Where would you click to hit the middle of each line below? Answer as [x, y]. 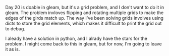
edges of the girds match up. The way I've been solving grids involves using [84, 18]
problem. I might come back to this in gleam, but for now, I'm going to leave [84, 44]
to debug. [15, 29]
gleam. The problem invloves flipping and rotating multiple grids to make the [84, 13]
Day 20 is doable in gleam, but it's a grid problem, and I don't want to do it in [85, 7]
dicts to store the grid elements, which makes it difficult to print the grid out [83, 23]
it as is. [13, 49]
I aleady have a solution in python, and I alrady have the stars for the [76, 38]
